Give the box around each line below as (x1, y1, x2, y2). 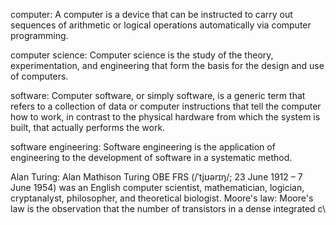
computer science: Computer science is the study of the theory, (10, 49, 274, 61)
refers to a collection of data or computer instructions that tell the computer (10, 100, 322, 112)
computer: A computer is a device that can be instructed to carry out (10, 9, 293, 20)
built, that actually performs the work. (10, 122, 166, 133)
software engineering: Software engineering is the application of (10, 141, 276, 153)
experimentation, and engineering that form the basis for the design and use (10, 60, 325, 71)
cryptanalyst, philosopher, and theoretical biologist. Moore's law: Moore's (10, 192, 314, 204)
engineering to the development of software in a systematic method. (10, 152, 293, 163)
